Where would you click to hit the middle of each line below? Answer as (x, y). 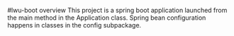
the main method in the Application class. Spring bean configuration (107, 18)
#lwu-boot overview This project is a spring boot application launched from (117, 10)
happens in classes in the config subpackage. (74, 25)
